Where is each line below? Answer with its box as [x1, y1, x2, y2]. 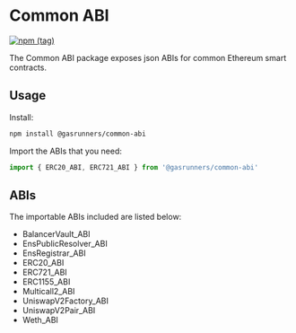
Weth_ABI [22, 315, 58, 326]
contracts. [9, 62, 48, 73]
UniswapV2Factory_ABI [22, 295, 109, 306]
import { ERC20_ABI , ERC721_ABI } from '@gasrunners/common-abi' [9, 162, 258, 171]
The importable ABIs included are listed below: [9, 212, 182, 223]
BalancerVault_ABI [22, 229, 91, 240]
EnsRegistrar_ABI [22, 248, 87, 259]
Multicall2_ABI [22, 286, 75, 297]
